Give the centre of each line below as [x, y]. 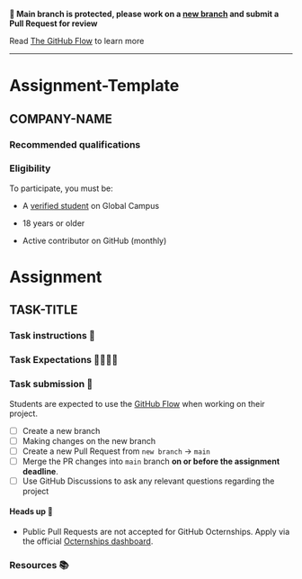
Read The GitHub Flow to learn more [77, 41]
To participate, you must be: [62, 188]
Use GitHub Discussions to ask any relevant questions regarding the [148, 481]
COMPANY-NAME [61, 118]
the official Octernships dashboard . [88, 541]
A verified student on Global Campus [91, 205]
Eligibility [30, 168]
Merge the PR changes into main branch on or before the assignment [151, 461]
